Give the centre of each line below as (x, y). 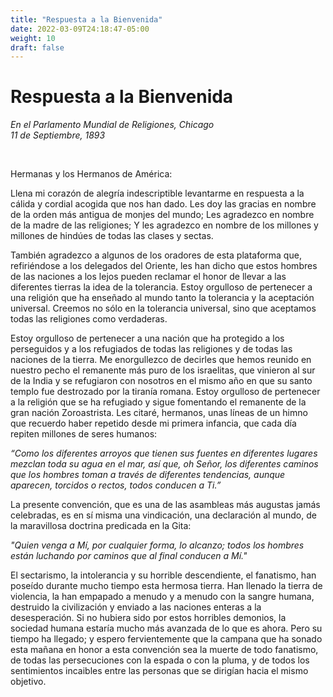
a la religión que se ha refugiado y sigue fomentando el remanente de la (158, 402)
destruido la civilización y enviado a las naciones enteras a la (136, 607)
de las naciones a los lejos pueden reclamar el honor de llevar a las (148, 277)
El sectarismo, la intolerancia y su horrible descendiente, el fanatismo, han (163, 575)
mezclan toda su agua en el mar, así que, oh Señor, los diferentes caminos (164, 464)
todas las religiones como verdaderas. (89, 319)
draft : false (37, 47)
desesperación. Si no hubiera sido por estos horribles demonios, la (148, 618)
